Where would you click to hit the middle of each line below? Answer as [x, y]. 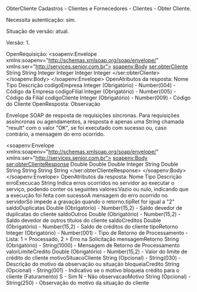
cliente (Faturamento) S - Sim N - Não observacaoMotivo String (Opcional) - [98, 276]
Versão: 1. [18, 43]
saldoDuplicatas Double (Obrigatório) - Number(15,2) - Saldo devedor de [94, 208]
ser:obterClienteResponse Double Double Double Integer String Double [92, 164]
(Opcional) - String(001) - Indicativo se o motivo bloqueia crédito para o [93, 270]
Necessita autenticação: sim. [41, 20]
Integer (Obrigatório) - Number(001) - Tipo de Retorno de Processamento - [97, 233]
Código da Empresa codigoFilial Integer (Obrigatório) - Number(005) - [91, 91]
